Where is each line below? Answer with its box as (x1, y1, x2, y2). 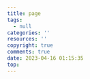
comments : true (7, 49, 50, 56)
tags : (7, 16, 22, 23)
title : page (7, 10, 41, 17)
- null (13, 23, 32, 30)
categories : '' (7, 29, 50, 36)
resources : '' (7, 36, 48, 43)
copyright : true (7, 42, 53, 49)
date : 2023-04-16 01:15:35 (7, 55, 84, 62)
